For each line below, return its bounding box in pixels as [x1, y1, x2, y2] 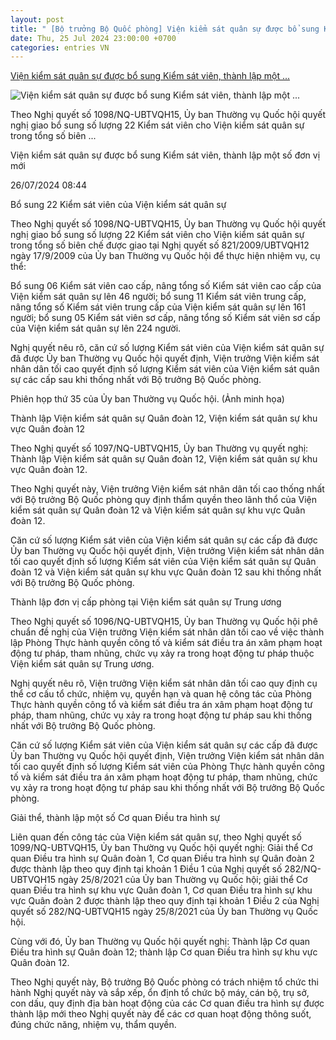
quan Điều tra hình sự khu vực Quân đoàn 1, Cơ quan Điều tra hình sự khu [10, 884, 313, 896]
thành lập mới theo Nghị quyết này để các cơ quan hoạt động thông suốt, [10, 1008, 312, 1020]
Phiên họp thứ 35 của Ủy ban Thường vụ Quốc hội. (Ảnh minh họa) [10, 393, 285, 405]
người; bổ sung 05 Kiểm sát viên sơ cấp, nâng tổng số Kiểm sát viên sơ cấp [10, 312, 321, 324]
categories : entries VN [10, 42, 110, 53]
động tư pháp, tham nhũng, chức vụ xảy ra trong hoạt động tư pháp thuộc [10, 647, 315, 660]
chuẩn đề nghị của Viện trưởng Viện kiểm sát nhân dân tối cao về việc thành [10, 626, 325, 638]
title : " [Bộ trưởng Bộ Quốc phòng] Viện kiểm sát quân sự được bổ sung [10, 24, 320, 34]
